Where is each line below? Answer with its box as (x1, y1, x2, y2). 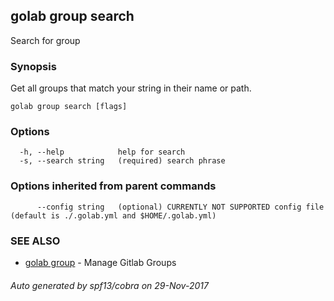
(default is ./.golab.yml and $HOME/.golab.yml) (10, 210, 217, 221)
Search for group (10, 34, 81, 46)
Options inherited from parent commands (10, 179, 217, 193)
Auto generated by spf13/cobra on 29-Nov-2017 (10, 279, 209, 291)
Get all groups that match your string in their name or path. (10, 82, 252, 94)
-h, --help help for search (19, 147, 186, 158)
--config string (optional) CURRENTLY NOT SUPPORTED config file (36, 202, 325, 212)
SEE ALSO (10, 234, 61, 248)
